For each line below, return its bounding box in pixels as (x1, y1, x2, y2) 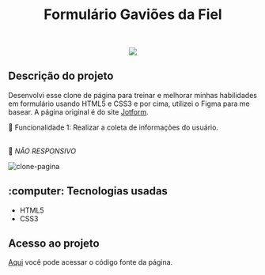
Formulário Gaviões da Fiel (43, 6, 223, 24)
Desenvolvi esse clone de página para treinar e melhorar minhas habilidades (8, 90, 257, 100)
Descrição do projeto (8, 70, 114, 83)
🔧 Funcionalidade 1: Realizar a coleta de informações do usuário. (8, 122, 219, 132)
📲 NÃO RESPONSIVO (8, 146, 77, 156)
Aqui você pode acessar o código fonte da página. (8, 258, 173, 267)
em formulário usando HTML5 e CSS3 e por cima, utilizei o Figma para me (8, 99, 251, 108)
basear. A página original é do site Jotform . (8, 107, 149, 116)
